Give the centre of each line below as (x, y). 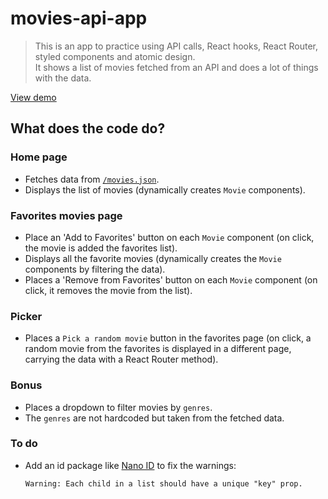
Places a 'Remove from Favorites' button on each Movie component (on (171, 279)
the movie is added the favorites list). (101, 248)
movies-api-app (79, 18)
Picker (26, 316)
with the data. (63, 78)
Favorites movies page (66, 215)
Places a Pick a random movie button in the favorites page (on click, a (168, 338)
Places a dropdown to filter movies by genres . (118, 407)
